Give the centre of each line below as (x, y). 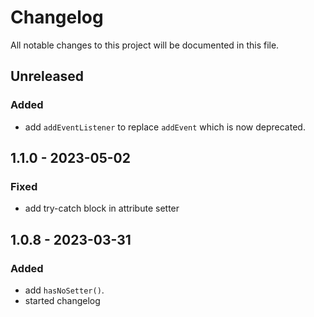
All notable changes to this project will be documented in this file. (145, 45)
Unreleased (47, 76)
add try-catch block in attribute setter (102, 208)
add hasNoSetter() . (64, 290)
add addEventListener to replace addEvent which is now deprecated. (165, 127)
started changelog (62, 300)
